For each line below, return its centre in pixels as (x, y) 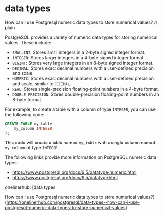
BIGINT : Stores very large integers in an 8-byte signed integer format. (83, 63)
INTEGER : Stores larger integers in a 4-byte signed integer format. (78, 57)
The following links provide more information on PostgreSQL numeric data (81, 157)
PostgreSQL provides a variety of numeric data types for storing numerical (81, 37)
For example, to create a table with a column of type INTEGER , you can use (81, 109)
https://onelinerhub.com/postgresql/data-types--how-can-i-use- (73, 202)
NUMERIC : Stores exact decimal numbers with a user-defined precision (83, 78)
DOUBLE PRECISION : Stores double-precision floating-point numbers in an (86, 94)
